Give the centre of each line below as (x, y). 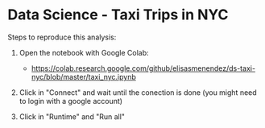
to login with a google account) (70, 101)
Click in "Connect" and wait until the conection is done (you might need (138, 92)
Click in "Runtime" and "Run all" (72, 116)
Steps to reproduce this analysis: (62, 37)
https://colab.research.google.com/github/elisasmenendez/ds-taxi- (143, 68)
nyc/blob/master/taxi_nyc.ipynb (83, 76)
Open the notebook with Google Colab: (84, 52)
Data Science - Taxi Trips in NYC (118, 15)
